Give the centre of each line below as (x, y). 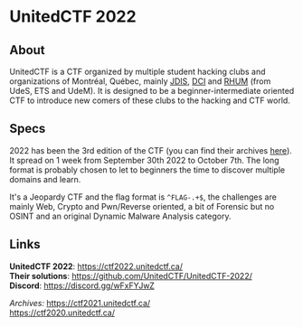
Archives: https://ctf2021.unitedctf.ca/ (80, 303)
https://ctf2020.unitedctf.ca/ (62, 313)
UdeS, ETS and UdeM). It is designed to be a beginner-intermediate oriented (152, 91)
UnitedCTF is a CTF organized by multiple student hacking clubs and (137, 71)
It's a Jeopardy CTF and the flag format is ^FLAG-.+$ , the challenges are (143, 197)
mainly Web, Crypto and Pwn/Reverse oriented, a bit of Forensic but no (142, 206)
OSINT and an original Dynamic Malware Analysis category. (120, 216)
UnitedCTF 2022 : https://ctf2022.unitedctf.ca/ (96, 266)
